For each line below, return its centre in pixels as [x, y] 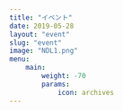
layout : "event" [40, 34]
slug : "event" [36, 43]
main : [36, 68]
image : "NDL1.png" [44, 51]
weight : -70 [64, 76]
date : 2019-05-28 [42, 26]
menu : [19, 59]
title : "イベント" [41, 17]
